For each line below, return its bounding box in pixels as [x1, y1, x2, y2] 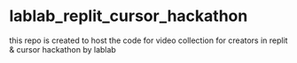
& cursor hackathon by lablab [9, 44, 117, 54]
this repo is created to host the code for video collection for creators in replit [9, 35, 288, 45]
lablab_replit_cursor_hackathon [9, 6, 248, 26]
